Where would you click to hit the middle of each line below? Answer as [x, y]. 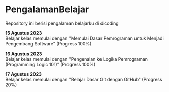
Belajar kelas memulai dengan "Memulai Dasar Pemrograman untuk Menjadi [84, 38]
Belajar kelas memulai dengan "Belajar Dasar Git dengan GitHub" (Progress [84, 79]
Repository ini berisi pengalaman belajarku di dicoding [62, 23]
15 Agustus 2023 [24, 33]
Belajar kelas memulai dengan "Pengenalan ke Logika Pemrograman [77, 59]
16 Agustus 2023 [24, 54]
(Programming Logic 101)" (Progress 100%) [50, 64]
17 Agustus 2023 [24, 74]
